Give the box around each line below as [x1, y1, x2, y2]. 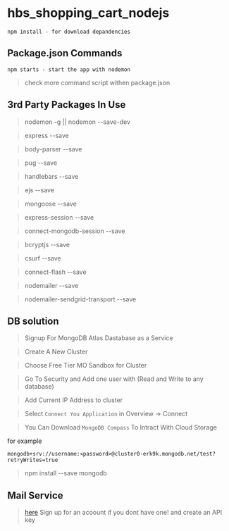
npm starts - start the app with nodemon [7, 65, 131, 73]
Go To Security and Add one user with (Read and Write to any [24, 375, 204, 383]
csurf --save [24, 254, 61, 262]
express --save [24, 131, 69, 139]
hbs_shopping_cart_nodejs [7, 5, 170, 21]
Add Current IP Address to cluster [24, 396, 123, 404]
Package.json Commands [7, 47, 123, 59]
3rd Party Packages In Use [7, 99, 126, 111]
